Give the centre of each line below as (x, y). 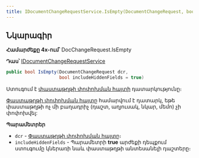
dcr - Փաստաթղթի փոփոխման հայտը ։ (68, 136)
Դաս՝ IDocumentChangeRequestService (56, 61)
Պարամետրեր (26, 124)
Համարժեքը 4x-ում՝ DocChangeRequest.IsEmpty (69, 50)
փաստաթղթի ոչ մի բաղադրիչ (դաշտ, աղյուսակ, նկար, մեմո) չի (94, 107)
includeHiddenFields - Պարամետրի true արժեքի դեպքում (91, 142)
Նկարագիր (29, 36)
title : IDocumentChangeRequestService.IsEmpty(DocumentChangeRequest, (95, 12)
